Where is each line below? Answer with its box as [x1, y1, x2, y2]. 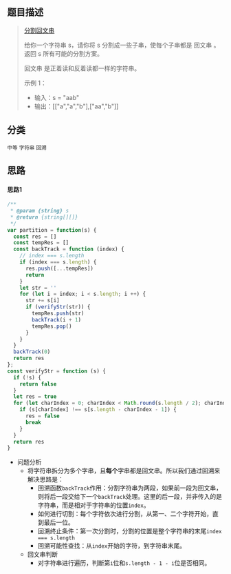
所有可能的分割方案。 [43, 49, 104, 57]
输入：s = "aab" [34, 93, 80, 101]
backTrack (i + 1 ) [32, 316, 81, 323]
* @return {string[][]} [10, 213, 78, 221]
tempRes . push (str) [32, 310, 85, 317]
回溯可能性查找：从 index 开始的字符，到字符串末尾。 [37, 542, 186, 550]
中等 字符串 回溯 [7, 144, 47, 151]
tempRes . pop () [32, 323, 72, 330]
